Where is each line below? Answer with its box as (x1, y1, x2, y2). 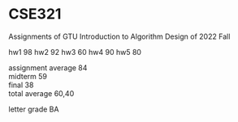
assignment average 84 (8, 62, 88, 73)
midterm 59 (8, 71, 47, 81)
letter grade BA (8, 104, 59, 114)
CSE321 (8, 5, 62, 23)
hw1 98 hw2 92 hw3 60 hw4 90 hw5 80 (8, 47, 142, 57)
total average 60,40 (8, 88, 75, 98)
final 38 (8, 80, 34, 90)
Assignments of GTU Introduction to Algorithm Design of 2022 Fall (8, 32, 231, 41)
